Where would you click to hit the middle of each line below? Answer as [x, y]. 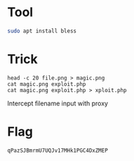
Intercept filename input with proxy [58, 103]
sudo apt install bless [42, 31]
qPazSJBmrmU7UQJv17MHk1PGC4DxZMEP [58, 150]
